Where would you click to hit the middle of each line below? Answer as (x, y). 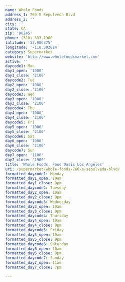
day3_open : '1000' (24, 99)
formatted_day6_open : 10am (33, 249)
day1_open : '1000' (24, 71)
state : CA (16, 29)
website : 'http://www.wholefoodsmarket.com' (52, 57)
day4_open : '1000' (24, 113)
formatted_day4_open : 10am (33, 221)
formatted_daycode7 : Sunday (35, 258)
